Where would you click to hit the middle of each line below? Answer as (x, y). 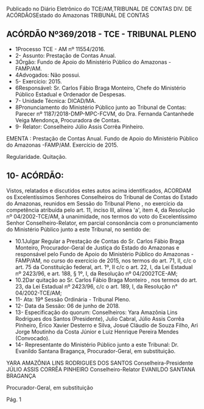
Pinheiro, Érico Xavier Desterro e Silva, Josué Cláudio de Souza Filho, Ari (107, 325)
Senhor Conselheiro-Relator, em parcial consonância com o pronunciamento (102, 223)
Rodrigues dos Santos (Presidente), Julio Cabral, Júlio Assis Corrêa (100, 318)
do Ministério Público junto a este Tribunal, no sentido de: (79, 229)
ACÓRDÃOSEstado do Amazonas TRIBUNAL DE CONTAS (78, 15)
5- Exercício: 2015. (38, 81)
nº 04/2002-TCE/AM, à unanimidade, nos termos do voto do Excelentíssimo (102, 216)
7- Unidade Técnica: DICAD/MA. (55, 100)
